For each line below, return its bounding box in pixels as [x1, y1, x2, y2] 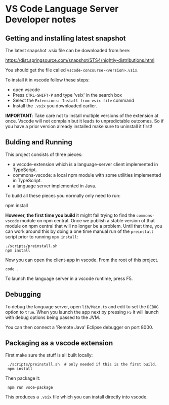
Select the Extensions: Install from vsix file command [12, 97, 134, 103]
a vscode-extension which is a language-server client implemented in [12, 161, 158, 167]
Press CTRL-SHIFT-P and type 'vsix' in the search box [12, 92, 122, 98]
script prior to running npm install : [5, 233, 78, 239]
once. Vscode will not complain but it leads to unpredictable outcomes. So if [5, 118, 164, 124]
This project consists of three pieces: [5, 151, 83, 157]
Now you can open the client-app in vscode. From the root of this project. [5, 257, 158, 263]
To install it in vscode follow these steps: [5, 77, 90, 83]
